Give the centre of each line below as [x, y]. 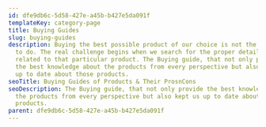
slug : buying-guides [42, 37]
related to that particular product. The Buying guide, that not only [134, 60]
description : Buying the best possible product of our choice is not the [133, 45]
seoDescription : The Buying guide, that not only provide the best [122, 89]
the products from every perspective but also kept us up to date [127, 96]
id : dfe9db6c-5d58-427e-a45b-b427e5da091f [79, 15]
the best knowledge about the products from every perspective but [129, 67]
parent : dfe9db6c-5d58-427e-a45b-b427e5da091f [86, 111]
